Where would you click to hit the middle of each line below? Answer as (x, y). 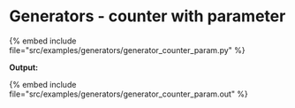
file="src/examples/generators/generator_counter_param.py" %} (127, 50)
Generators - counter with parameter (147, 16)
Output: (23, 67)
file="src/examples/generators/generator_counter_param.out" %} (129, 94)
